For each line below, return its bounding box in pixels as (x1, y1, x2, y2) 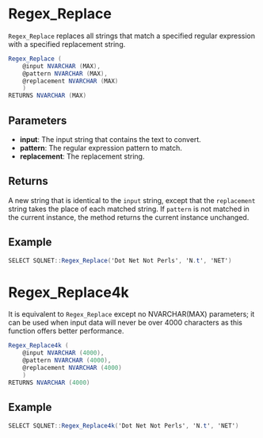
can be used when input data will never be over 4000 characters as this (8, 318, 243, 328)
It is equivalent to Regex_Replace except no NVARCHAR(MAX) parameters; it (8, 309, 255, 319)
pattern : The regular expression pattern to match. (19, 144, 182, 152)
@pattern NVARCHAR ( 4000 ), (22, 356, 112, 365)
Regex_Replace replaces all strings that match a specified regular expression (8, 31, 256, 40)
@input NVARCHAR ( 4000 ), (22, 349, 105, 357)
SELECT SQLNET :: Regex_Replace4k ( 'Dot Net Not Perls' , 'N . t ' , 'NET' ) (8, 421, 239, 429)
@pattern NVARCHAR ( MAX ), (22, 69, 109, 78)
